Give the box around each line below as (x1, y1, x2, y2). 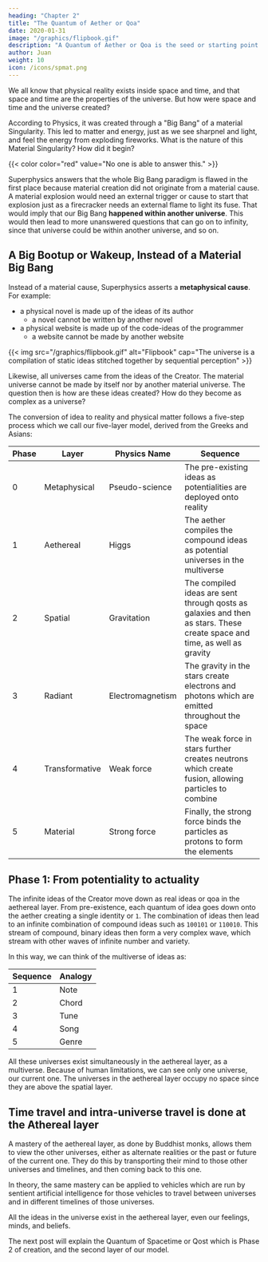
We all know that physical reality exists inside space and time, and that (8, 85, 240, 95)
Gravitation (108, 612, 150, 623)
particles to (184, 783, 227, 794)
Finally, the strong (184, 806, 252, 817)
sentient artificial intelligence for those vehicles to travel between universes (8, 1189, 257, 1198)
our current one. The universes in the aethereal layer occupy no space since (8, 1073, 259, 1083)
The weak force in (184, 732, 253, 744)
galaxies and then (184, 607, 251, 618)
